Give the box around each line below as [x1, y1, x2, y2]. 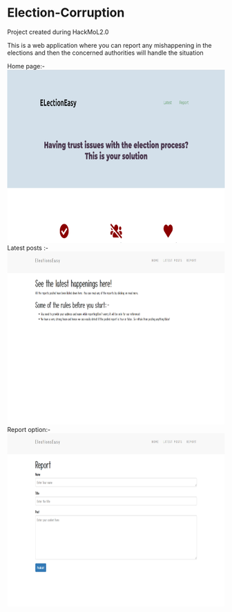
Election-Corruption [7, 5, 125, 21]
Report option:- [7, 425, 51, 433]
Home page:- [7, 62, 45, 70]
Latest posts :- [7, 244, 48, 252]
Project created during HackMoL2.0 [7, 28, 109, 36]
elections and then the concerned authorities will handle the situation [7, 48, 204, 57]
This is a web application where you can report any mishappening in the [7, 41, 212, 49]
